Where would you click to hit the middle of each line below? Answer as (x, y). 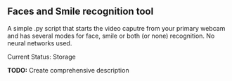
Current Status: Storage (41, 57)
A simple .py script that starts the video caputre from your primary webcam (116, 28)
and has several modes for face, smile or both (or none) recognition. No (111, 36)
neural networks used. (40, 43)
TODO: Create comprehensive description (68, 70)
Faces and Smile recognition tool (80, 12)
